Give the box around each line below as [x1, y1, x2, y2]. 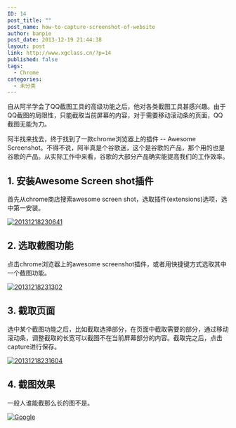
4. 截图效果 [7, 379, 55, 391]
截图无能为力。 [7, 120, 51, 129]
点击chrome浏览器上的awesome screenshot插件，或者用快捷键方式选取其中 [7, 259, 227, 268]
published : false [7, 56, 58, 63]
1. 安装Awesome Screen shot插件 [7, 175, 154, 187]
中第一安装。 [7, 204, 44, 212]
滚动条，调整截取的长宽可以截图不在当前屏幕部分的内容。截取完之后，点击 [7, 333, 223, 342]
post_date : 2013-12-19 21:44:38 [7, 37, 102, 44]
